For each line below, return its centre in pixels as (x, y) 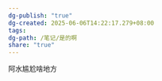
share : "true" (32, 45)
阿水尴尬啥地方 (33, 69)
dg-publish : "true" (40, 15)
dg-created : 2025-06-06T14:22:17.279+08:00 (81, 23)
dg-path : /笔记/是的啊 (43, 38)
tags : (17, 30)
